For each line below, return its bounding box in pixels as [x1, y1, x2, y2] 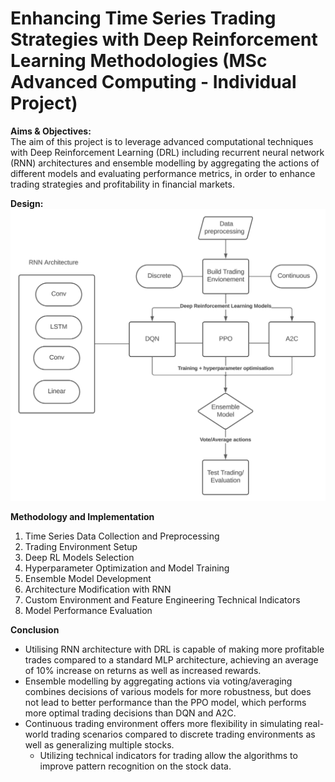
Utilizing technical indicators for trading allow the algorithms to [39, 750, 298, 762]
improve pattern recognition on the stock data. [39, 760, 232, 772]
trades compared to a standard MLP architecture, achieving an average [24, 654, 319, 666]
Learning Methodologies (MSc [10, 50, 268, 72]
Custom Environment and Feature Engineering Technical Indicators [24, 594, 301, 606]
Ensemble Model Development [24, 573, 152, 585]
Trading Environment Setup [24, 541, 138, 553]
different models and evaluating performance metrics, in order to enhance [10, 167, 316, 179]
